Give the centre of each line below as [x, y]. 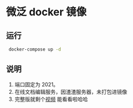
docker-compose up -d [35, 49]
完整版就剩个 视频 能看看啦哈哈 [51, 99]
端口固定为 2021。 [36, 84]
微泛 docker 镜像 [46, 12]
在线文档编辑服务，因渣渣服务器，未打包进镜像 [71, 92]
